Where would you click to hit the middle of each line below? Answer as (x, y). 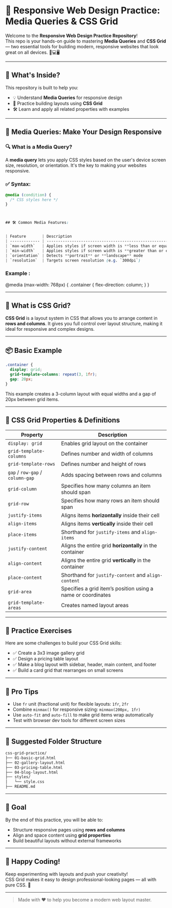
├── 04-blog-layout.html (32, 772)
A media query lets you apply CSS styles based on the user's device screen (86, 160)
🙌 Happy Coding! (33, 862)
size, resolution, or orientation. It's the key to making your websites (76, 165)
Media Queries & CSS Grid (62, 21)
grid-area (20, 592)
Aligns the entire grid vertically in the (106, 560)
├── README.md (20, 787)
